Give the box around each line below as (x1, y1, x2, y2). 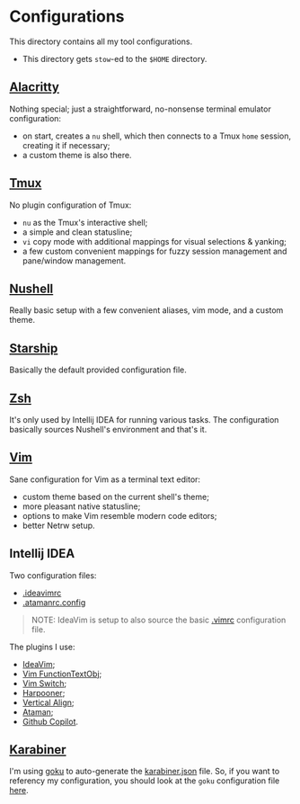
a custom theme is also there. (22, 149, 132, 160)
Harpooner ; (22, 687, 66, 698)
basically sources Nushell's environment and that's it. (9, 424, 207, 434)
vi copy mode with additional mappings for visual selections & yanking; (22, 236, 287, 246)
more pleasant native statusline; (22, 501, 141, 512)
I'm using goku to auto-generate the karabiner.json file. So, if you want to (9, 766, 280, 777)
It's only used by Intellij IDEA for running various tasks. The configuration (9, 415, 279, 424)
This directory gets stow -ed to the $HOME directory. (22, 53, 207, 64)
